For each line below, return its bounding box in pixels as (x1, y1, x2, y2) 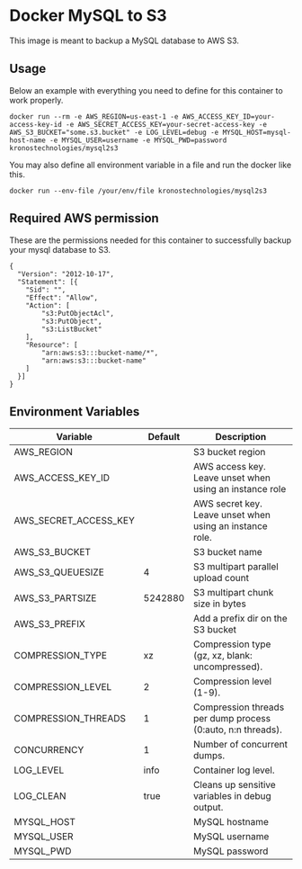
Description (215, 431, 267, 443)
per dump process (192, 712, 271, 725)
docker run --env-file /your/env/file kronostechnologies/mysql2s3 (9, 186, 268, 195)
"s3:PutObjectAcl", (41, 309, 115, 318)
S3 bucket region (192, 446, 266, 459)
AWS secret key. (192, 497, 263, 510)
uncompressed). (192, 660, 263, 673)
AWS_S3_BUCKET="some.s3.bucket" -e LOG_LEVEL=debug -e (9, 128, 219, 137)
